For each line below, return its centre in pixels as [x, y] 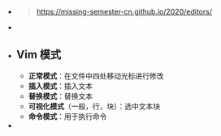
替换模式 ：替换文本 [61, 96]
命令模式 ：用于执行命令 [67, 116]
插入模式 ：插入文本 [61, 86]
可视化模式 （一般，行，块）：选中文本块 [94, 106]
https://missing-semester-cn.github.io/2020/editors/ [124, 12]
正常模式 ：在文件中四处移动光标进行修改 [96, 75]
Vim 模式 [39, 55]
